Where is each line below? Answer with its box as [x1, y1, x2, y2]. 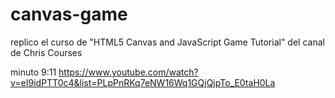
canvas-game [10, 3, 128, 26]
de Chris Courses [10, 46, 83, 58]
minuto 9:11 [10, 66, 57, 78]
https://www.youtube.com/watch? [58, 66, 199, 78]
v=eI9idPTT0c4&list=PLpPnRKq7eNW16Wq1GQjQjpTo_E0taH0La [10, 76, 276, 88]
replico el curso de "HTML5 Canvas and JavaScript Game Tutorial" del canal [10, 36, 325, 48]
